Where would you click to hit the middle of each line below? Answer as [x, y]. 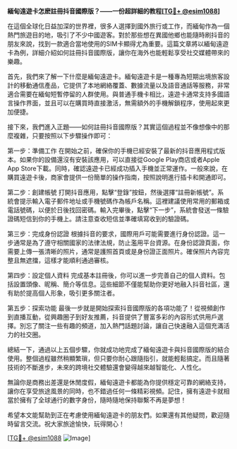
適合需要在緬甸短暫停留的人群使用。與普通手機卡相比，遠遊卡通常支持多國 [115, 94]
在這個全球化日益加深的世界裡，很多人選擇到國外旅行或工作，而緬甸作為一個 [119, 26]
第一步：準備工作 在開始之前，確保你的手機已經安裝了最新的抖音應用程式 [113, 151]
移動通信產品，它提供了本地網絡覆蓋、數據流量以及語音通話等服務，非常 [124, 85]
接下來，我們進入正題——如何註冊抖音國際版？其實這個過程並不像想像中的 [115, 127]
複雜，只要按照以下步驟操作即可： [63, 136]
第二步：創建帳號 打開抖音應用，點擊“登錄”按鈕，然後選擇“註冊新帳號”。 [113, 192]
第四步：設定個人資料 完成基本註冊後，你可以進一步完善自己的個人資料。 [113, 275]
